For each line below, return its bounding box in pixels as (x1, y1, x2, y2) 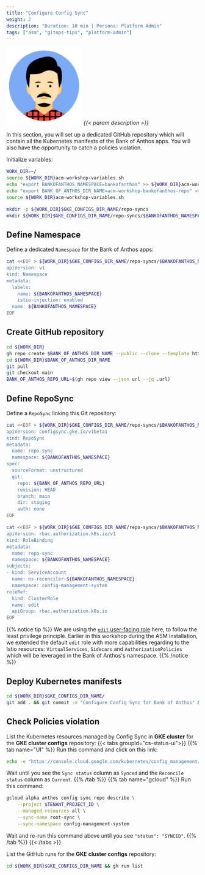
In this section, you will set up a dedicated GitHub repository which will (6, 131, 184, 138)
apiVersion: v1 (6, 265, 45, 271)
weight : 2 (6, 16, 32, 23)
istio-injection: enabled (17, 297, 84, 303)
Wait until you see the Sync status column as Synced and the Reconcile (6, 769, 184, 777)
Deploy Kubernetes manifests (6, 676, 122, 686)
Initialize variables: (6, 156, 53, 163)
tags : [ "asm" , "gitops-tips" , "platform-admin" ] (6, 29, 132, 36)
